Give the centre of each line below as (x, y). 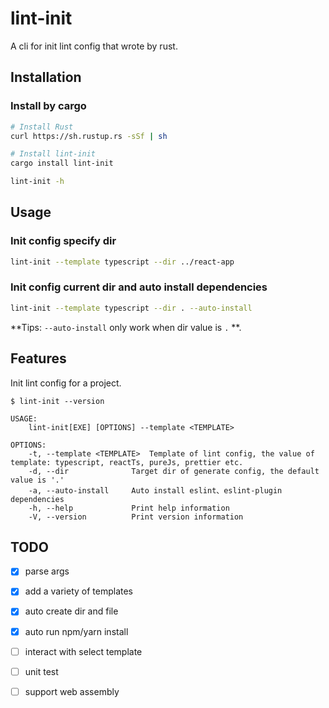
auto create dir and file (71, 611)
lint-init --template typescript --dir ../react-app (122, 262)
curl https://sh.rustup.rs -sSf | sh (89, 136)
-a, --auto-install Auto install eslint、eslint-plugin (155, 490)
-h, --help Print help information (129, 508)
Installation (46, 77)
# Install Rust (42, 127)
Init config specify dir (63, 241)
